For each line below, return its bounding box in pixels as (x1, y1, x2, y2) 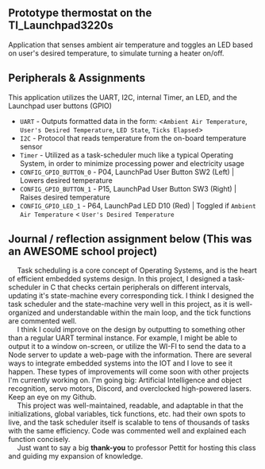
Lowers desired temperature (19, 175, 113, 185)
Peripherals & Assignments (8, 72, 146, 85)
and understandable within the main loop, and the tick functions (42, 308, 252, 317)
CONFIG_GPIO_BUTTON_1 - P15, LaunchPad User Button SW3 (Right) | (19, 184, 237, 193)
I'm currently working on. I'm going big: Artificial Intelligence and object (8, 375, 242, 385)
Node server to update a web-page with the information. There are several (8, 350, 252, 360)
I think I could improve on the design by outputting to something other (17, 325, 246, 335)
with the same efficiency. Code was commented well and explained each (8, 426, 247, 436)
